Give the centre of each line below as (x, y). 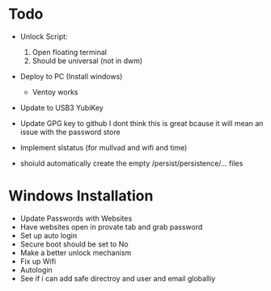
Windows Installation (81, 196)
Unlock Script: (44, 36)
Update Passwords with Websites (76, 218)
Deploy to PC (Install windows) (71, 76)
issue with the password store (70, 132)
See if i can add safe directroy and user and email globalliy (118, 278)
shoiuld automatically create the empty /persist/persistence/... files (131, 163)
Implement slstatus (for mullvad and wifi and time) (104, 147)
